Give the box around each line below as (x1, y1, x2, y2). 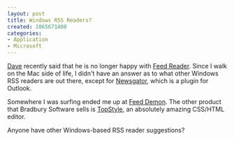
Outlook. (7, 84, 32, 92)
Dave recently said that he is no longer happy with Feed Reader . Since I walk (7, 62, 227, 70)
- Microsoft (7, 43, 42, 50)
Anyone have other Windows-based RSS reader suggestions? (7, 126, 185, 134)
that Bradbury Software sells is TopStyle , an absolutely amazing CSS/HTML (7, 105, 225, 113)
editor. (7, 112, 26, 121)
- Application (7, 36, 49, 43)
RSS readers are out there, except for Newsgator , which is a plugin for (7, 77, 209, 84)
